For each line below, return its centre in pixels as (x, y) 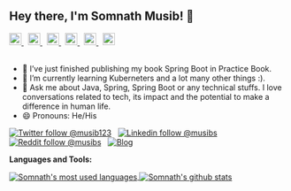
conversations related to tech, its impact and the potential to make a (145, 96)
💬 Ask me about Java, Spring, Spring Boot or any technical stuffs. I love (152, 87)
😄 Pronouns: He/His (59, 115)
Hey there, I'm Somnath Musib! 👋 (102, 16)
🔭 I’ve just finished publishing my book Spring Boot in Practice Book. (147, 68)
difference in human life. (66, 106)
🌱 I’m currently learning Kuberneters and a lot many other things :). (143, 78)
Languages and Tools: (51, 159)
